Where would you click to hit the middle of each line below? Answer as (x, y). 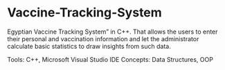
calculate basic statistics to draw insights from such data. (89, 46)
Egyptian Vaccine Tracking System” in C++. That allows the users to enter (112, 32)
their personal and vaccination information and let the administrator (103, 38)
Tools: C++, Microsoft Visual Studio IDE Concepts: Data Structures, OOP (110, 59)
